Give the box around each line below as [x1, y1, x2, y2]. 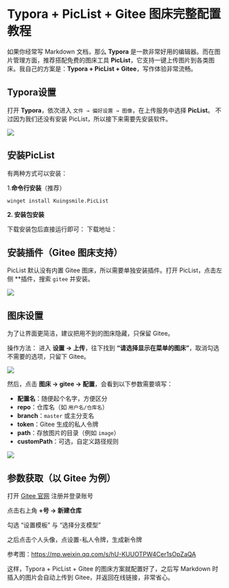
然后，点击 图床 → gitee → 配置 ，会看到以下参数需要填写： [7, 380, 173, 388]
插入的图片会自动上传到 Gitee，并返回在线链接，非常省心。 [7, 574, 174, 581]
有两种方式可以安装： [7, 169, 67, 177]
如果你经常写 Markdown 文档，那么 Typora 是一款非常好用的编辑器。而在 [7, 47, 215, 56]
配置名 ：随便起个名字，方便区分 [16, 395, 108, 403]
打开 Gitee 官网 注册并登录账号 [7, 492, 94, 499]
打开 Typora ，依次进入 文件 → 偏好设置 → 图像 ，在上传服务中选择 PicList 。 [7, 106, 214, 114]
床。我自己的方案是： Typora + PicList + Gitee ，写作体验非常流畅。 [7, 64, 197, 73]
